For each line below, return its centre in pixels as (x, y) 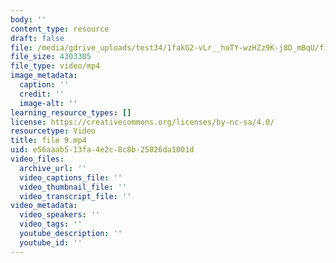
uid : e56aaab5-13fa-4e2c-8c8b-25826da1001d (102, 150)
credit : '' (42, 94)
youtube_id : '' (51, 242)
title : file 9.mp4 (48, 141)
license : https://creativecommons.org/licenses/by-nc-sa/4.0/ (142, 122)
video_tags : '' (51, 224)
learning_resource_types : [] (71, 112)
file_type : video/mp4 (55, 66)
